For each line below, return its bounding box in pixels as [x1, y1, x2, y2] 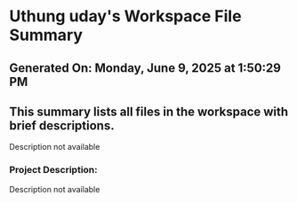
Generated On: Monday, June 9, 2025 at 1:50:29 [9, 60, 282, 75]
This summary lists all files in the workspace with [9, 104, 289, 119]
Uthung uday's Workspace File [9, 6, 242, 27]
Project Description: [9, 164, 98, 176]
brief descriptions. [9, 118, 115, 133]
